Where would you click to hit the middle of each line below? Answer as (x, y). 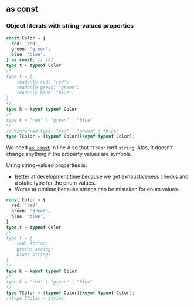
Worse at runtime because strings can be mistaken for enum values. (97, 189)
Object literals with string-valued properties (70, 26)
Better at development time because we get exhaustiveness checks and (101, 177)
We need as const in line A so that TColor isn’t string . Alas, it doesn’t (89, 148)
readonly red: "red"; (43, 82)
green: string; (35, 249)
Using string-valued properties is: (47, 165)
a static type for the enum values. (55, 183)
